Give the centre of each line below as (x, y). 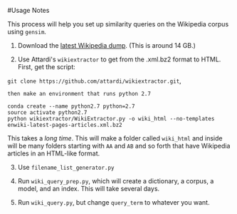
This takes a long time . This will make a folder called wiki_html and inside (115, 138)
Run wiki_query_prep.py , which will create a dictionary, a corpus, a (116, 181)
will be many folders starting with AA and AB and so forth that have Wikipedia (119, 146)
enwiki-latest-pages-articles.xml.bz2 (65, 125)
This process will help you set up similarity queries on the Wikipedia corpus (118, 24)
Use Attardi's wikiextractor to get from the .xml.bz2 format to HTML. (119, 59)
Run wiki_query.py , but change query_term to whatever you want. (114, 202)
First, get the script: (47, 67)
